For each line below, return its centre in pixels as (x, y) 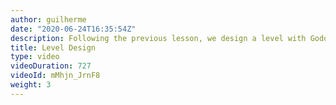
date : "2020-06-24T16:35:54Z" (73, 29)
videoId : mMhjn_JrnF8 (55, 76)
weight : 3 (31, 85)
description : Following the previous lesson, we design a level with (158, 38)
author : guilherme (48, 19)
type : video (35, 57)
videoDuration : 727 (51, 66)
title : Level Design (53, 47)
